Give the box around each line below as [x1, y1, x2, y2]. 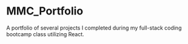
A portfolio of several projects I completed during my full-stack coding [6, 24, 182, 31]
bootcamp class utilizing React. [6, 30, 85, 37]
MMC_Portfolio [6, 4, 84, 18]
